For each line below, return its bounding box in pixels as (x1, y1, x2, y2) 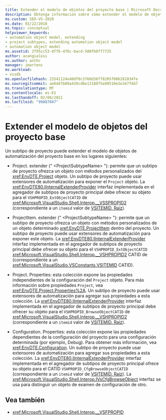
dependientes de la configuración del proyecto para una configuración (12, 334, 157, 340)
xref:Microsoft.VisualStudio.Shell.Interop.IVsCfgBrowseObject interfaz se (12, 376, 161, 382)
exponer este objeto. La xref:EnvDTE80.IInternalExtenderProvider (12, 236, 146, 242)
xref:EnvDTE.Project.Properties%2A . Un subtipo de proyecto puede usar (12, 287, 161, 293)
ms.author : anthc (5, 58, 41, 63)
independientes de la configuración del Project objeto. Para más (12, 277, 144, 283)
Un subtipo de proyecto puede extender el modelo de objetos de (5, 148, 137, 154)
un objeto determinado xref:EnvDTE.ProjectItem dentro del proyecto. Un (12, 225, 160, 231)
